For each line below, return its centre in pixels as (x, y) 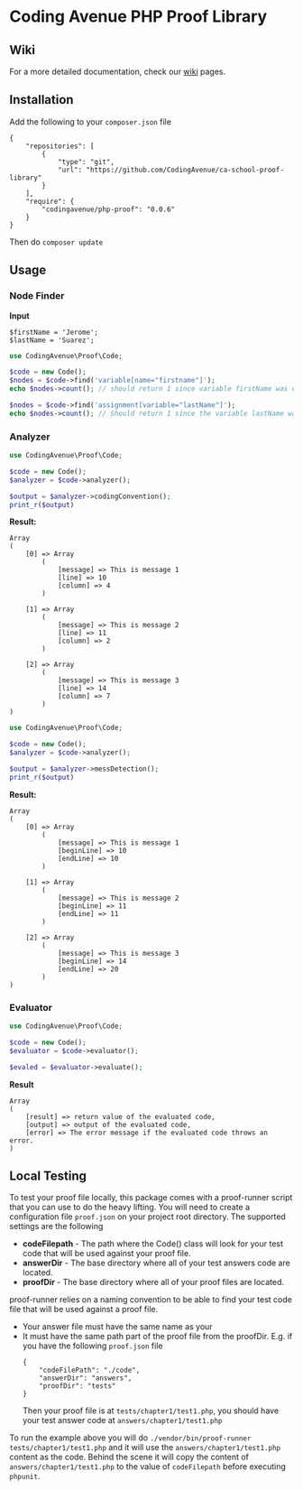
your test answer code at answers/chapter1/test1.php (122, 1421)
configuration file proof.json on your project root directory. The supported (147, 1217)
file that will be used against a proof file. (84, 1310)
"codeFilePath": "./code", (90, 1370)
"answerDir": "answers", (86, 1378)
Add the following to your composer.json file (90, 121)
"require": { (50, 201)
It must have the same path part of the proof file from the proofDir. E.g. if (157, 1337)
